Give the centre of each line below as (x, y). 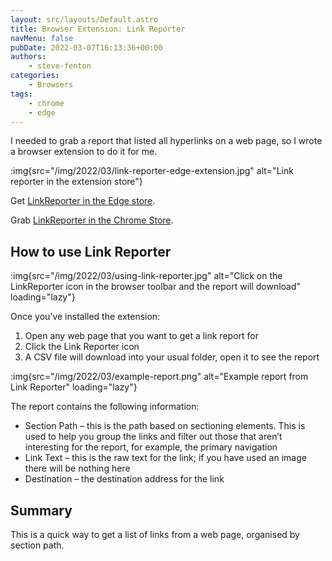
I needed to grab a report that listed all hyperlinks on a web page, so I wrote (166, 141)
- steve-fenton (60, 66)
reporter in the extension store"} (76, 182)
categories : (35, 76)
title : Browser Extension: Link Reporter (98, 29)
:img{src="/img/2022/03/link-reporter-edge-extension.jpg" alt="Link (152, 171)
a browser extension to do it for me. (84, 152)
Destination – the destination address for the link (124, 479)
